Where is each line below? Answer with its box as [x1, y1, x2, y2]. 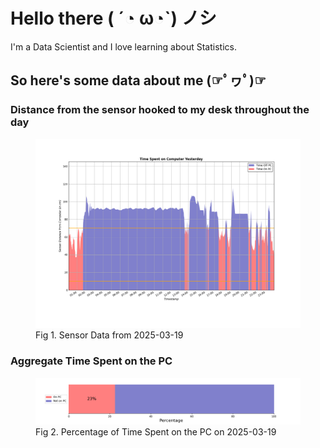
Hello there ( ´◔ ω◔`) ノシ [10, 7, 217, 30]
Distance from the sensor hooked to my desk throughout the [10, 103, 310, 117]
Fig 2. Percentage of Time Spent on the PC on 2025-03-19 [35, 425, 277, 438]
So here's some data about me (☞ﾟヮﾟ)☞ [10, 72, 267, 89]
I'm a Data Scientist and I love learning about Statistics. [10, 40, 237, 53]
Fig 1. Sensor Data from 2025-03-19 [35, 329, 184, 341]
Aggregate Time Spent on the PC [10, 354, 173, 368]
